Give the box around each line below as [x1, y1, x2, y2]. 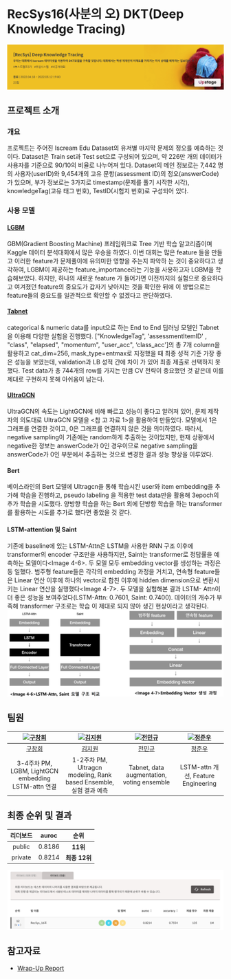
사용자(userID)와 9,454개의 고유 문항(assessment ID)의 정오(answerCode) [14, 170, 219, 178]
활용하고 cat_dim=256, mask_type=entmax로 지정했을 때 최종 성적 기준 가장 [7, 349, 214, 357]
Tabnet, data [129, 763, 164, 771]
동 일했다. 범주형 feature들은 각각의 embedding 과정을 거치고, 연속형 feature [7, 568, 215, 576]
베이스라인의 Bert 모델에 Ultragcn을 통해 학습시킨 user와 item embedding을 [7, 483, 214, 491]
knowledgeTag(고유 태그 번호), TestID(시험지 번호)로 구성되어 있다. [7, 187, 189, 195]
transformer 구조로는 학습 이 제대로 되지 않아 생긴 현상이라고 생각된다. [19, 602, 209, 610]
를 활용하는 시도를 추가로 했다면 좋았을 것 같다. [7, 508, 132, 516]
